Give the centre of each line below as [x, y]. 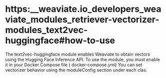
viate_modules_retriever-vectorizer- [82, 19]
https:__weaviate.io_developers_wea [83, 9]
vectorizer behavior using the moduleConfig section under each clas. [76, 70]
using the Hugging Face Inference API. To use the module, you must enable [83, 59]
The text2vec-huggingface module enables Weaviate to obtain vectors [78, 54]
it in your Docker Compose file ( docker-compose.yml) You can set [74, 65]
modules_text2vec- [47, 30]
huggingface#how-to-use [60, 41]
